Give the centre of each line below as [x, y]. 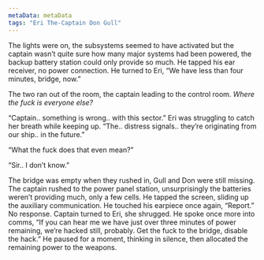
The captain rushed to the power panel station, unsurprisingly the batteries [130, 188]
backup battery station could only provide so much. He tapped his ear [122, 62]
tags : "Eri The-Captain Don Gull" [65, 23]
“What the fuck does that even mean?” [71, 150]
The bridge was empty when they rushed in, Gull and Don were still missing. [132, 180]
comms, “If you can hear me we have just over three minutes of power [122, 222]
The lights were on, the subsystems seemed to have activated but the [121, 45]
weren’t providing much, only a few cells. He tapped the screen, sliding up [129, 197]
